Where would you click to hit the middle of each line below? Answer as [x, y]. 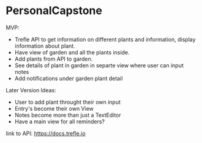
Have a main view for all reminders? [60, 121]
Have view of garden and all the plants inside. [72, 52]
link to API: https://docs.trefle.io [46, 133]
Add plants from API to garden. [54, 59]
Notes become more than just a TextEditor [68, 115]
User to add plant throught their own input [67, 102]
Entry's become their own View [54, 108]
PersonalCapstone [54, 11]
